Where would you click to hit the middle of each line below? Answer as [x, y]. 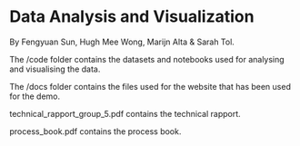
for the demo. [35, 96]
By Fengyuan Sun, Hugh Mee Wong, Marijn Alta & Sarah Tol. [122, 42]
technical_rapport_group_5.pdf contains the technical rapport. [125, 113]
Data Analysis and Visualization [132, 17]
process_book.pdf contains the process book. [95, 131]
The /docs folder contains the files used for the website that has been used [150, 86]
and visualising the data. [55, 69]
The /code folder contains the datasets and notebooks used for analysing [147, 59]
